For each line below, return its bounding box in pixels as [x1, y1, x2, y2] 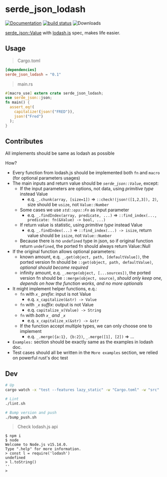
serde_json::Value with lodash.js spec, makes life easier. [5, 30, 121, 36]
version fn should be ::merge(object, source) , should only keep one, [19, 275, 163, 281]
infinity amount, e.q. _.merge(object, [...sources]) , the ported [19, 270, 151, 276]
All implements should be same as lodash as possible [5, 150, 115, 156]
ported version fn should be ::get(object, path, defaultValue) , [19, 259, 154, 265]
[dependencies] [5, 67, 37, 72]
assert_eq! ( [9, 105, 35, 110]
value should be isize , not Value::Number [27, 233, 112, 239]
